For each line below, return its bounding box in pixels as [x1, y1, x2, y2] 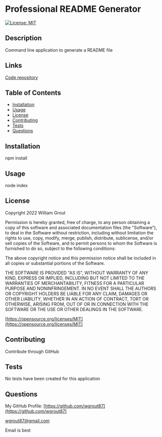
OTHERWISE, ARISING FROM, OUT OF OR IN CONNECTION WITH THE [5, 301, 149, 307]
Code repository [5, 74, 38, 80]
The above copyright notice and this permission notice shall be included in [5, 255, 156, 261]
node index [5, 183, 28, 188]
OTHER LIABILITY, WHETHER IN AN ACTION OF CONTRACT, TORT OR [5, 296, 149, 302]
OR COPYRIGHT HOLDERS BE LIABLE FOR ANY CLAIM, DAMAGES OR [5, 290, 148, 296]
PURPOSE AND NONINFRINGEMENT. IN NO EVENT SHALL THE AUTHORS [5, 285, 157, 291]
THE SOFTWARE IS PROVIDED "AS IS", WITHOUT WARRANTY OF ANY [5, 270, 149, 276]
